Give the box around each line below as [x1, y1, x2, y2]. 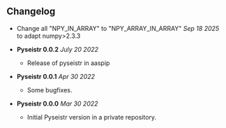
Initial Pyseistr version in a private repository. [27, 113, 157, 121]
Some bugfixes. [27, 85, 73, 94]
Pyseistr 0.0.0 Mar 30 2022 [16, 99, 98, 108]
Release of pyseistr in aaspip [27, 59, 110, 67]
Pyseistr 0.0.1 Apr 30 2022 [16, 72, 96, 80]
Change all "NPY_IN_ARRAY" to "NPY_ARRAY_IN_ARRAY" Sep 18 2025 [16, 24, 220, 32]
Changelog [6, 6, 56, 17]
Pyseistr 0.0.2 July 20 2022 [16, 45, 99, 53]
